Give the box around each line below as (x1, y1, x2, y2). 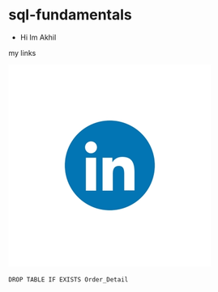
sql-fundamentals (8, 6, 132, 24)
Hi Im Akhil (19, 32, 57, 42)
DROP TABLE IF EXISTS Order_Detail (8, 275, 129, 284)
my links (8, 48, 36, 57)
